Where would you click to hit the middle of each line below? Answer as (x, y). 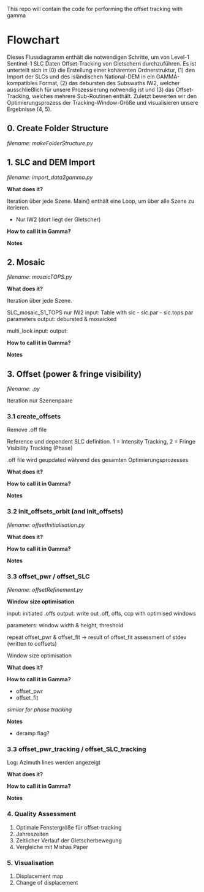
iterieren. (18, 207)
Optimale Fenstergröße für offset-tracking (69, 827)
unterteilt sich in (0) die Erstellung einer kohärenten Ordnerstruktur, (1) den (101, 70)
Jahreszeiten (32, 834)
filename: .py (24, 389)
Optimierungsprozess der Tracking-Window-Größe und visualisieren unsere (103, 102)
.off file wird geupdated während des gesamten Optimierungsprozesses (98, 460)
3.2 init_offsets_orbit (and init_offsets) (65, 512)
